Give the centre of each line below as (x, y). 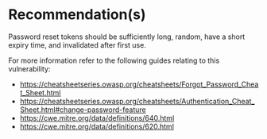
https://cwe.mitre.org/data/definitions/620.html (97, 126)
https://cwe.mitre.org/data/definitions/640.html (97, 118)
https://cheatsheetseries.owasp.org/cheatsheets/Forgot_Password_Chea (139, 84)
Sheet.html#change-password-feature (83, 110)
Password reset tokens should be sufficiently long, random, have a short (127, 37)
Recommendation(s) (77, 15)
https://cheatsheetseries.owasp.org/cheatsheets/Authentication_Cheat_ (137, 101)
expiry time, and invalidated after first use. (77, 44)
